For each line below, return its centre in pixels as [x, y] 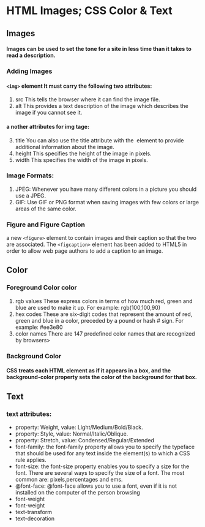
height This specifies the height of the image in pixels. [83, 153]
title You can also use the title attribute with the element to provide [100, 140]
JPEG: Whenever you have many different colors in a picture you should [106, 189]
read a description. [31, 55]
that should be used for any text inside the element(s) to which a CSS [102, 453]
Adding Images [29, 71]
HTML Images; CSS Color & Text [89, 11]
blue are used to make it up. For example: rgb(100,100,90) [88, 307]
